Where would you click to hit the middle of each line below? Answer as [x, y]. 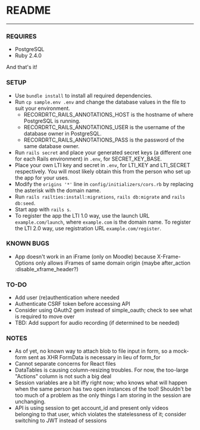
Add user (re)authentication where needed [67, 297]
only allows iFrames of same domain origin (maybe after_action [113, 263]
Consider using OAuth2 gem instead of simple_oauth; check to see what [103, 310]
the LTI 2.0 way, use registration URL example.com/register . [88, 228]
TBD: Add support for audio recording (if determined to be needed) [97, 323]
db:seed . [25, 203]
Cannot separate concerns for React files [65, 364]
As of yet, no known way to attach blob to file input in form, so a [93, 351]
